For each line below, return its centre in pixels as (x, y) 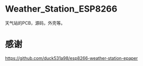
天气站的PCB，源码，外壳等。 (35, 23)
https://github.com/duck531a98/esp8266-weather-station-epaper (71, 58)
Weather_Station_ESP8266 (61, 9)
